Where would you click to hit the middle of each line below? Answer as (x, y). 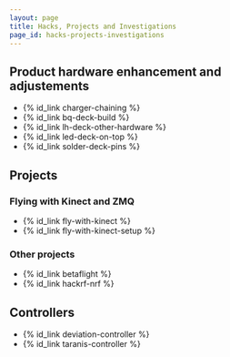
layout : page (34, 18)
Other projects (42, 254)
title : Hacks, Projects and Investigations (93, 26)
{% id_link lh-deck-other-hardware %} (94, 127)
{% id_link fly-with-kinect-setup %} (89, 230)
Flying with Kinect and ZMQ (72, 201)
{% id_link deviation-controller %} (86, 334)
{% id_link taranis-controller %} (81, 343)
